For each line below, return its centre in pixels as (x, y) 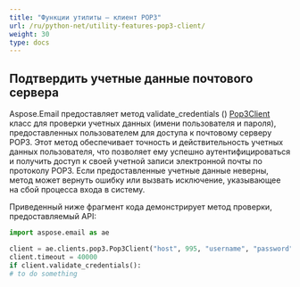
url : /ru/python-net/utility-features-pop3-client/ (107, 26)
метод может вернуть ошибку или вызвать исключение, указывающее (145, 180)
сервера (34, 92)
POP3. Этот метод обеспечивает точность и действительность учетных (146, 143)
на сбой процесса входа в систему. (77, 190)
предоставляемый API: (53, 217)
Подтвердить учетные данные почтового (131, 78)
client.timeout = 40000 (54, 257)
